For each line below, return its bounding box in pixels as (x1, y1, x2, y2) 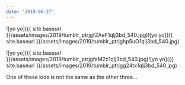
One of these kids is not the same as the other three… (6, 73, 138, 80)
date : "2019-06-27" (6, 8, 55, 15)
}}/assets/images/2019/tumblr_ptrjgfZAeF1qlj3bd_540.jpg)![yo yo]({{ (6, 31, 173, 39)
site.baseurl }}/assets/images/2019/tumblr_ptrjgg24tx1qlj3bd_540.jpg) (6, 62, 177, 69)
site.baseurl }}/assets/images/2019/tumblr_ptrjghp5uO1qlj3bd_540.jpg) (6, 37, 180, 45)
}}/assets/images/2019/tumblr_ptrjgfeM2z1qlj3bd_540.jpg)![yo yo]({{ (6, 55, 174, 62)
